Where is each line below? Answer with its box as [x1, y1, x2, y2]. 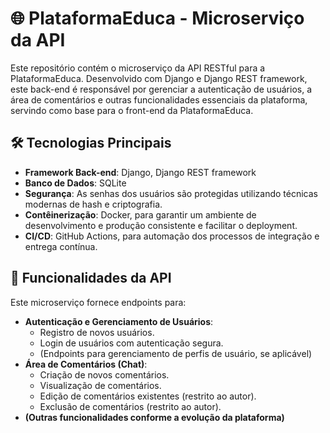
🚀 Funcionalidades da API [10, 270, 172, 287]
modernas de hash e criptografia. [24, 198, 163, 210]
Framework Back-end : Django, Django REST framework [24, 166, 257, 178]
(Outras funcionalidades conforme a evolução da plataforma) [24, 411, 285, 423]
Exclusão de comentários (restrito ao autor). [39, 400, 222, 412]
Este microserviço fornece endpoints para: [10, 296, 187, 308]
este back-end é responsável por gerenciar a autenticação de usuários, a [10, 83, 313, 95]
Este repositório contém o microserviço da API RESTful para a [10, 62, 266, 74]
